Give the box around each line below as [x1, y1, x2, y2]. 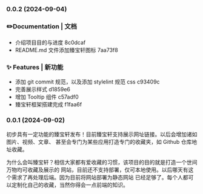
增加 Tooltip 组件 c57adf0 [15, 93, 79, 100]
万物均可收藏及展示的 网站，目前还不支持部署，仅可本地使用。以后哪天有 [6, 166, 188, 173]
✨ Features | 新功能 [6, 63, 64, 71]
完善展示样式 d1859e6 [15, 85, 71, 92]
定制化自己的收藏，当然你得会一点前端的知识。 [11, 181, 128, 189]
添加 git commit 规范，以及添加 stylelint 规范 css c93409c [15, 78, 160, 85]
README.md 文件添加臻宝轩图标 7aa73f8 [15, 47, 118, 54]
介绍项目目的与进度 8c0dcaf [15, 39, 86, 47]
